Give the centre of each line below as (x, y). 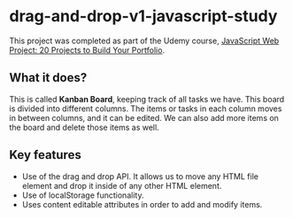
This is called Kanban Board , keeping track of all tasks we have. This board (147, 99)
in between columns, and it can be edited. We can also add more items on (144, 117)
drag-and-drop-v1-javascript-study (143, 16)
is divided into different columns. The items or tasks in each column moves (146, 109)
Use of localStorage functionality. (83, 195)
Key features (45, 155)
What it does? (48, 78)
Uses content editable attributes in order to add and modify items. (142, 204)
